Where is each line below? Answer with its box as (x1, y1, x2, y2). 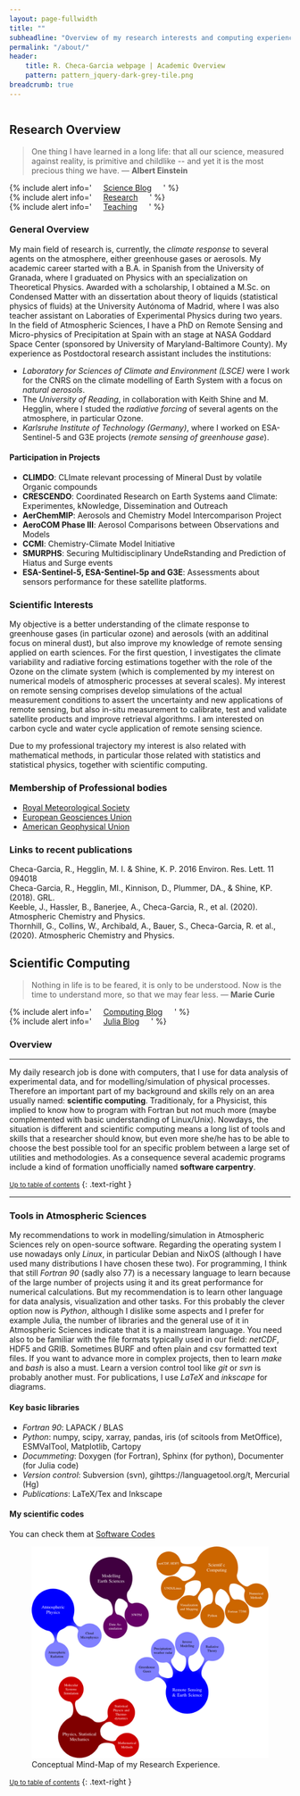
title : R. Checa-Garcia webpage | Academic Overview (25, 62, 226, 71)
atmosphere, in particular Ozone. (21, 412, 144, 423)
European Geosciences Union (21, 811, 132, 822)
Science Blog (103, 182, 152, 193)
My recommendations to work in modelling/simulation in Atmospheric (9, 1230, 265, 1241)
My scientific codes (9, 1509, 85, 1519)
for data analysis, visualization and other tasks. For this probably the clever (9, 1296, 286, 1307)
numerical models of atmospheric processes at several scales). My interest (9, 676, 286, 686)
